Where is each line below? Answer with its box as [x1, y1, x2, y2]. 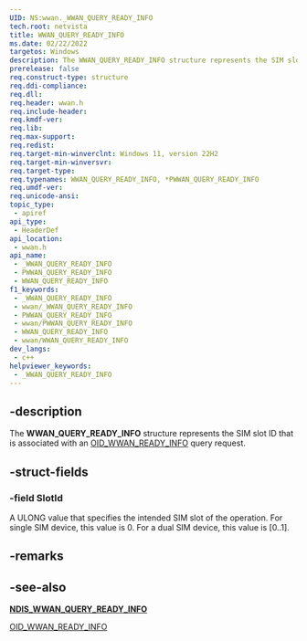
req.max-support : [9, 132, 76, 142]
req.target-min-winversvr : [9, 157, 112, 167]
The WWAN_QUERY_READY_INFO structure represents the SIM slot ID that [9, 428, 294, 439]
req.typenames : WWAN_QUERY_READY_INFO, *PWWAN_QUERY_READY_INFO [9, 174, 259, 184]
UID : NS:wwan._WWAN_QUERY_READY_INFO [9, 13, 153, 23]
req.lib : [9, 124, 43, 133]
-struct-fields [9, 464, 89, 479]
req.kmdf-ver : [9, 115, 64, 124]
